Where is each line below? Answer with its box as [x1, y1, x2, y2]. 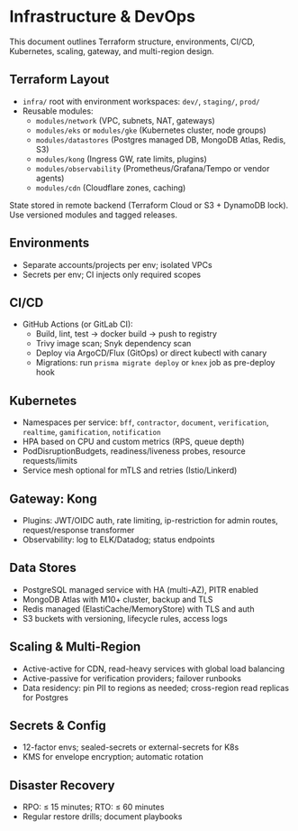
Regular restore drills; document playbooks [22, 811, 183, 822]
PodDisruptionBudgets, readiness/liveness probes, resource [22, 446, 246, 457]
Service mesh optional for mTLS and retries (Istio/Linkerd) [22, 465, 238, 476]
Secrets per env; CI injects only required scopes [22, 269, 202, 280]
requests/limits [22, 456, 78, 466]
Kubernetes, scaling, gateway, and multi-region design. [9, 45, 214, 56]
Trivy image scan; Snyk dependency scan [35, 338, 192, 349]
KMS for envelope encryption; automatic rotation [22, 752, 204, 762]
